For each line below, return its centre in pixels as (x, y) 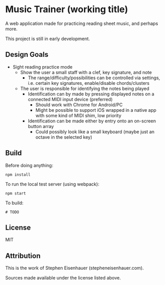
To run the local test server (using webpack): (52, 184)
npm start (16, 193)
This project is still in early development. (48, 39)
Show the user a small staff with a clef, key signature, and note (86, 72)
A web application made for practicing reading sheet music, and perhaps (82, 23)
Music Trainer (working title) (67, 9)
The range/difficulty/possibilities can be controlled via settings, (94, 78)
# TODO (12, 212)
